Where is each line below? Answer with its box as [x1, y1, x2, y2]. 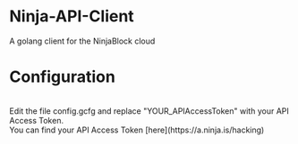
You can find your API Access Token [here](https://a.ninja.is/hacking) [9, 124, 265, 135]
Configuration [9, 67, 116, 87]
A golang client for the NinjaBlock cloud [9, 36, 156, 46]
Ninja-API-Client [9, 6, 134, 27]
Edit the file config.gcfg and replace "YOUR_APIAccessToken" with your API [9, 105, 289, 116]
